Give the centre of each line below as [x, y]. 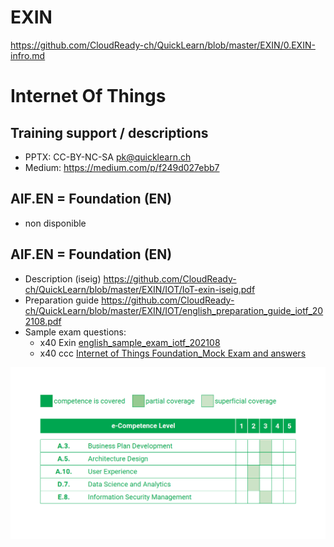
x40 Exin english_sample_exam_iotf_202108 [130, 342]
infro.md [28, 55]
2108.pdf [43, 321]
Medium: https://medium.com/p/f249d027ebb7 [122, 167]
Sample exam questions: [75, 332]
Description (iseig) [63, 278]
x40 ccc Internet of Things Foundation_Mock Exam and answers [173, 353]
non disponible [55, 223]
